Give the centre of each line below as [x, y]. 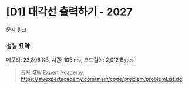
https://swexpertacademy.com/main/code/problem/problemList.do [101, 79]
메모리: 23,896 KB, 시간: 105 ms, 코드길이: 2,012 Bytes [70, 60]
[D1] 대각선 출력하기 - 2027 [69, 12]
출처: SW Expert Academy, [52, 72]
